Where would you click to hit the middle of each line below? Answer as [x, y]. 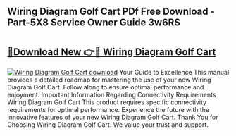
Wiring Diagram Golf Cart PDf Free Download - [111, 12]
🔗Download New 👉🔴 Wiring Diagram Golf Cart [112, 52]
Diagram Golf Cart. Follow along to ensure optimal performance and [106, 87]
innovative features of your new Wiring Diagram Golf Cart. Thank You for [113, 117]
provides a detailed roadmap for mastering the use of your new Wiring [109, 80]
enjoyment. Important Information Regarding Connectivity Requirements [112, 95]
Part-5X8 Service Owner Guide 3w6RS [94, 23]
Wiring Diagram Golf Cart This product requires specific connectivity [107, 102]
